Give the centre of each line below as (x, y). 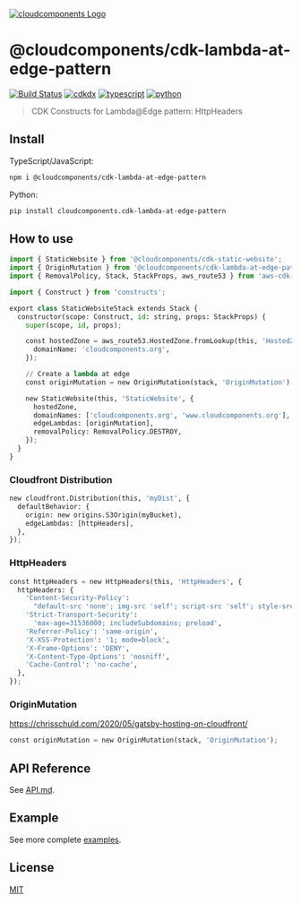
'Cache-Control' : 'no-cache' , (82, 665)
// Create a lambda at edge (77, 374)
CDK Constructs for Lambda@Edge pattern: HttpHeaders (137, 111)
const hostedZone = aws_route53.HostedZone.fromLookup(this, (142, 341)
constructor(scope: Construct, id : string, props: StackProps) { (142, 317)
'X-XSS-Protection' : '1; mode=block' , (98, 640)
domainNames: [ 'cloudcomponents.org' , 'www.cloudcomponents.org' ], (162, 415)
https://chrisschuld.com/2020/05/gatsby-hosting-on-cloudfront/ (129, 724)
